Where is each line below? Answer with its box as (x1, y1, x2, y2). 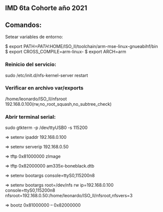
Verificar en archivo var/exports (5, 85, 84, 91)
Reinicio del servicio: (5, 61, 57, 68)
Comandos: (5, 21, 42, 29)
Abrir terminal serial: (5, 113, 56, 120)
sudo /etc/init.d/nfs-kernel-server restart (5, 72, 88, 78)
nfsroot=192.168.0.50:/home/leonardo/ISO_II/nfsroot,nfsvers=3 (5, 193, 133, 199)
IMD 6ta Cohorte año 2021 (5, 4, 87, 12)
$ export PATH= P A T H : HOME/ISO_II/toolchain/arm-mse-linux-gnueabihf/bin (5, 43, 158, 49)
